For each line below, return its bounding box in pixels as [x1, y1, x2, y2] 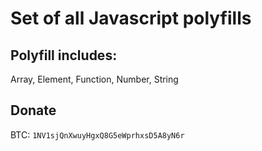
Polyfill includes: [10, 47, 118, 64]
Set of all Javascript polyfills [10, 7, 252, 30]
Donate [10, 102, 57, 119]
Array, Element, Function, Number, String [10, 73, 179, 85]
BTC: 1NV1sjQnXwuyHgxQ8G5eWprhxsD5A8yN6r [10, 128, 185, 141]
